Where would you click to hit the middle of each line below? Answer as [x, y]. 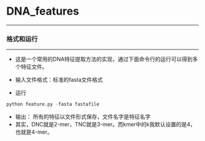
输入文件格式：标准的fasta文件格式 [59, 80]
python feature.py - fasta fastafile [53, 104]
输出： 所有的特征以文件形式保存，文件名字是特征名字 [83, 117]
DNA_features [43, 11]
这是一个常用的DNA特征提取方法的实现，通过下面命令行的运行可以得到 [104, 59]
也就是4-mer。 [34, 132]
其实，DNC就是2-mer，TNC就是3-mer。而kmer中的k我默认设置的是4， [106, 125]
